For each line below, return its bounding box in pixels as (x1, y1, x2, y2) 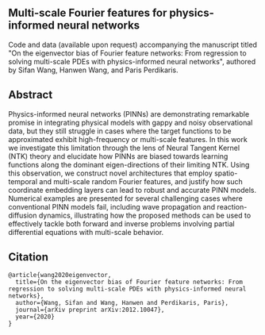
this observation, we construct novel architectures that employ (8, 168, 213, 178)
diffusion (8, 210, 37, 220)
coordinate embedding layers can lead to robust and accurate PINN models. (8, 185, 256, 194)
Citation (8, 250, 49, 264)
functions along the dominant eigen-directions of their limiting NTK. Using (8, 160, 250, 169)
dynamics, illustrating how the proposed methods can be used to (38, 210, 252, 220)
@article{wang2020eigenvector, (8, 271, 112, 279)
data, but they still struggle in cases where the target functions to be (8, 126, 232, 136)
